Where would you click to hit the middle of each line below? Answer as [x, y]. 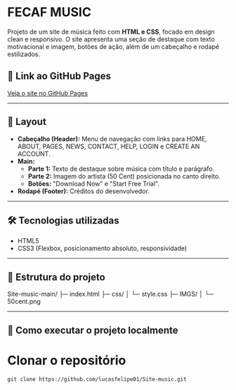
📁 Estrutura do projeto [56, 277]
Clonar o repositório [67, 360]
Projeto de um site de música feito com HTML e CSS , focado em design [111, 32]
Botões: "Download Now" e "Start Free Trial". [94, 183]
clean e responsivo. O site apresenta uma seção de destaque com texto [111, 39]
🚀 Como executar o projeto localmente [93, 330]
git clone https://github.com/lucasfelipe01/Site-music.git [97, 379]
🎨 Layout [27, 122]
